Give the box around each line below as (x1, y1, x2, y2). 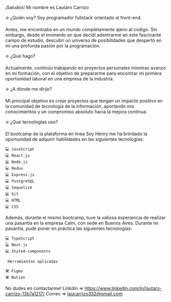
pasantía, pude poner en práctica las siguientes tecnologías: (5, 225, 132, 231)
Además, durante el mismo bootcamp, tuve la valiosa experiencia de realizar (5, 214, 166, 221)
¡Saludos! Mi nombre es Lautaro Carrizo (5, 5, 89, 10)
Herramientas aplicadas (7, 259, 58, 264)
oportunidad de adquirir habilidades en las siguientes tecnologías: (5, 136, 144, 142)
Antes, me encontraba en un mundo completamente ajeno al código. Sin (5, 27, 157, 32)
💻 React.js (5, 153, 30, 158)
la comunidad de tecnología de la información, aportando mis (5, 103, 134, 109)
